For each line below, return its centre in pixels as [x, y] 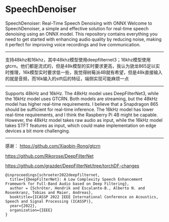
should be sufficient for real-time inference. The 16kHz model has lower [79, 109]
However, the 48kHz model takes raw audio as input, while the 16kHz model [84, 120]
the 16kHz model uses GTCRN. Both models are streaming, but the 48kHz [81, 99]
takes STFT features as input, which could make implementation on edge [81, 125]
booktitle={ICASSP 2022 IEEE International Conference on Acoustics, [84, 197]
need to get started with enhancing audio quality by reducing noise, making [83, 39]
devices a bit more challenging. [38, 131]
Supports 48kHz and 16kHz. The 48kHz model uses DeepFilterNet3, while [82, 93]
